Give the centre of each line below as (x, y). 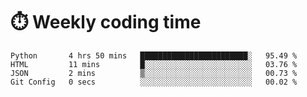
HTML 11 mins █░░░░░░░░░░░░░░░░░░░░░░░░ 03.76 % (154, 64)
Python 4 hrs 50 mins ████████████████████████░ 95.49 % (154, 55)
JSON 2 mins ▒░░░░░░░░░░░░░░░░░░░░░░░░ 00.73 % (154, 73)
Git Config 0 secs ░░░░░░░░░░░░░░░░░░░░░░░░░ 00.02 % (154, 82)
